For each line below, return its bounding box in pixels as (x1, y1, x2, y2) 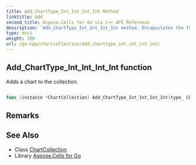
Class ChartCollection (14, 146, 67, 153)
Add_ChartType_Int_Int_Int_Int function (6, 62, 152, 73)
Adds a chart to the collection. (6, 78, 79, 85)
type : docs (6, 30, 33, 36)
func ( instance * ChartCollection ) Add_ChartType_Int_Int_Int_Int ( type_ (6, 94, 184, 100)
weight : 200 (6, 36, 35, 41)
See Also (6, 131, 39, 141)
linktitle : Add (6, 14, 43, 20)
